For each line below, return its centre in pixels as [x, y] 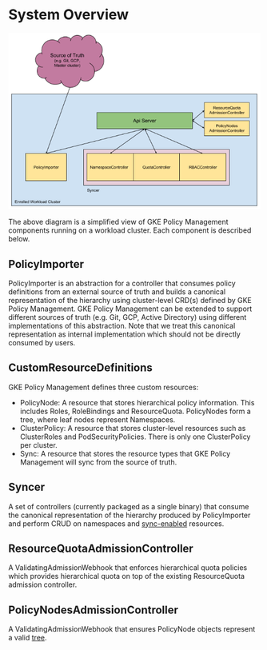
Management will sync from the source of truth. [98, 462]
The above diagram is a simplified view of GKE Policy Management [119, 222]
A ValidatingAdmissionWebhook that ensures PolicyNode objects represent [132, 629]
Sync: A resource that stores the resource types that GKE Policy [125, 453]
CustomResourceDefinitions [81, 368]
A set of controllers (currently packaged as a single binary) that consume [129, 506]
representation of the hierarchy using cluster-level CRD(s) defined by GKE [130, 300]
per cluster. [38, 445]
